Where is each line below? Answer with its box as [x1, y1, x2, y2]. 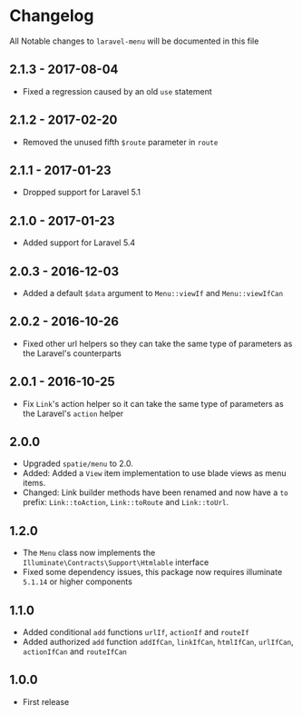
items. [22, 478, 46, 489]
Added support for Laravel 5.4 [22, 237, 136, 248]
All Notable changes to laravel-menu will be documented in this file [9, 35, 259, 46]
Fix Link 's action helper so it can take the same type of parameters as [22, 398, 284, 409]
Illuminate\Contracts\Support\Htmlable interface [22, 557, 209, 568]
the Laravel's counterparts [22, 347, 122, 359]
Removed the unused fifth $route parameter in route [22, 136, 219, 147]
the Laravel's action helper [22, 408, 124, 419]
